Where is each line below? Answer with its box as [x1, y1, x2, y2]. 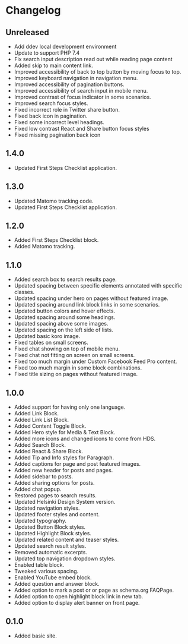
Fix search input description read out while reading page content [14, 56, 173, 62]
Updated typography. [14, 517, 66, 525]
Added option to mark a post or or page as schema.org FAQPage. [14, 586, 174, 594]
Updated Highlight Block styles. [14, 530, 91, 537]
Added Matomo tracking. [14, 243, 75, 250]
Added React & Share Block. [14, 448, 84, 455]
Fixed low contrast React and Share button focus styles [14, 125, 149, 132]
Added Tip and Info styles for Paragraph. [14, 454, 114, 461]
